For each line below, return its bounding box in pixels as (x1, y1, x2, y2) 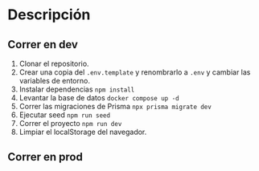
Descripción (7, 6, 91, 24)
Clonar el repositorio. (18, 59, 89, 68)
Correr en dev (7, 38, 78, 51)
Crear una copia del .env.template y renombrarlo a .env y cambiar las (18, 67, 251, 77)
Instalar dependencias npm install (18, 84, 135, 94)
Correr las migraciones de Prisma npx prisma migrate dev (18, 102, 212, 111)
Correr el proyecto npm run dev (18, 119, 122, 128)
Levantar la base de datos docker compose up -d (18, 93, 179, 102)
